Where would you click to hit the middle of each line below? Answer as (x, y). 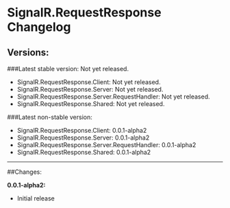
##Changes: (25, 172)
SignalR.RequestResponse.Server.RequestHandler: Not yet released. (113, 96)
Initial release (36, 198)
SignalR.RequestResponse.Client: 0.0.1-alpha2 (82, 130)
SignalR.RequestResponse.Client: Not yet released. (89, 82)
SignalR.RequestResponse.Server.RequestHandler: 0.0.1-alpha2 (106, 145)
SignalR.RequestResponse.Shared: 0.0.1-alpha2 (84, 152)
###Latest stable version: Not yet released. (68, 69)
